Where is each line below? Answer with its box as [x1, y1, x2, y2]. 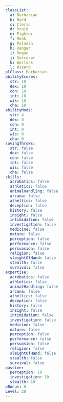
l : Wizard [10, 65, 31, 70]
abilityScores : [5, 74, 38, 79]
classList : [5, 7, 29, 13]
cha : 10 [10, 103, 27, 108]
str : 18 [10, 79, 27, 84]
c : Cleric [10, 22, 31, 27]
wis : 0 [10, 131, 24, 136]
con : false [10, 155, 33, 160]
